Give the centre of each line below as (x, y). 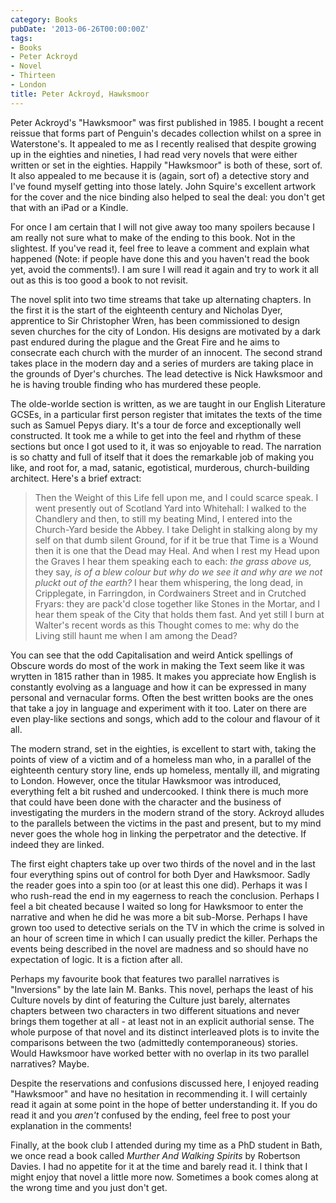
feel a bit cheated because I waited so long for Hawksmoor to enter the (157, 906)
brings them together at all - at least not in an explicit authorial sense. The (162, 1021)
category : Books (44, 19)
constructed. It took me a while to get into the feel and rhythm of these (156, 435)
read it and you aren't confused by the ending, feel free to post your (150, 1115)
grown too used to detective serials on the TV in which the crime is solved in (167, 927)
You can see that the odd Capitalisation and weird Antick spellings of (152, 655)
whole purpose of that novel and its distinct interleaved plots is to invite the (165, 1032)
